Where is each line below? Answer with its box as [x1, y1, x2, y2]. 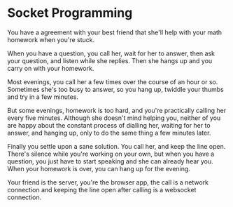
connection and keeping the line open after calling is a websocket [7, 185, 197, 194]
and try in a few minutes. [7, 93, 79, 101]
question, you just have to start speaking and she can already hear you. [7, 156, 213, 166]
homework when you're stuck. [7, 35, 95, 44]
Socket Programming [7, 5, 133, 21]
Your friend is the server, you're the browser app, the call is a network [7, 178, 209, 187]
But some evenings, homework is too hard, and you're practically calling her [7, 106, 227, 114]
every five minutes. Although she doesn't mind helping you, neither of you [7, 114, 221, 122]
